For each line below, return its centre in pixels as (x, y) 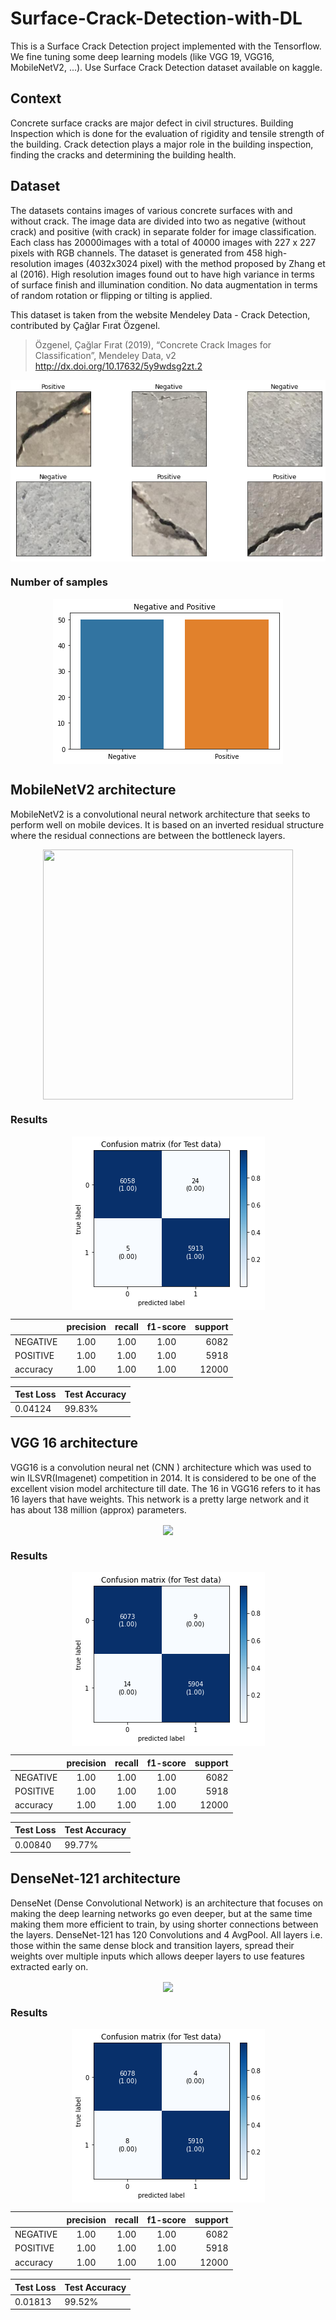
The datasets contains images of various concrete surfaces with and (151, 210)
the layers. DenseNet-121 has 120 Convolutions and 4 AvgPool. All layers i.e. (166, 1934)
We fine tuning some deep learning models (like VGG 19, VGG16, (142, 56)
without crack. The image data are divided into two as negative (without (158, 221)
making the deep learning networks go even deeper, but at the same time (161, 1913)
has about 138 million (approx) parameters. (98, 1509)
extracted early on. (49, 1966)
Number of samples (59, 582)
